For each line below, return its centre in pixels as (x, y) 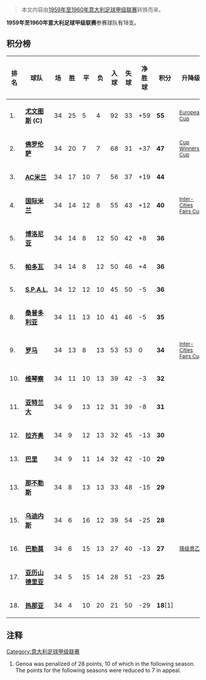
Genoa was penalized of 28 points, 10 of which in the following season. (105, 663)
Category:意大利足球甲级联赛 (43, 651)
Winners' (190, 148)
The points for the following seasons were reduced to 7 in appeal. (98, 670)
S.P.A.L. (37, 289)
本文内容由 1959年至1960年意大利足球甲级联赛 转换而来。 (93, 10)
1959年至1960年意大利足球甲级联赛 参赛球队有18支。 (73, 23)
